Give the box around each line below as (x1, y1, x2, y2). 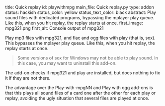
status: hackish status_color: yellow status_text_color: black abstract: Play (5, 9, 157, 15)
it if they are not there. (5, 75, 51, 81)
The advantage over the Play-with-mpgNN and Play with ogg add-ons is (5, 85, 153, 91)
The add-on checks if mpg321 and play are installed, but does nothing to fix (5, 70, 161, 76)
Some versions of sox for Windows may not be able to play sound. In (17, 55, 158, 61)
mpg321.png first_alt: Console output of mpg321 (5, 25, 104, 31)
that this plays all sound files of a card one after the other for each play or (5, 90, 156, 96)
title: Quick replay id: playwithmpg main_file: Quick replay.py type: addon (5, 4, 154, 10)
